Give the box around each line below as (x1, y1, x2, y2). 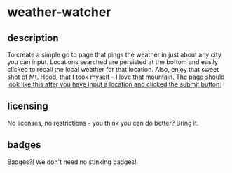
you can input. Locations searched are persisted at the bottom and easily (7, 58, 219, 66)
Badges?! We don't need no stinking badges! (7, 158, 137, 166)
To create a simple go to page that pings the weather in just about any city (7, 50, 222, 59)
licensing (7, 100, 49, 112)
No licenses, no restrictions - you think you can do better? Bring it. (7, 119, 199, 127)
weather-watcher (7, 4, 111, 20)
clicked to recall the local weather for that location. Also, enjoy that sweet (7, 66, 219, 73)
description (7, 32, 59, 44)
